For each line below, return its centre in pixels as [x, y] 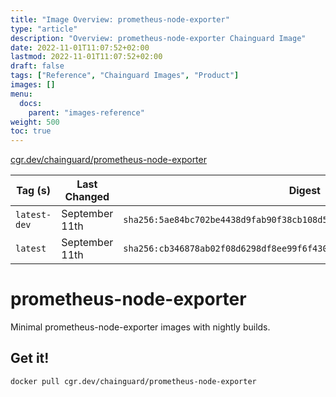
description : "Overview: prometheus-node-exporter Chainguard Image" [158, 38]
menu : [21, 94]
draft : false [37, 66]
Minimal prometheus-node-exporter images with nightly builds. [140, 327]
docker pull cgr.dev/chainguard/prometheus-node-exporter [133, 381]
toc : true [31, 131]
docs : [31, 103]
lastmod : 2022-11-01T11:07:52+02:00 [86, 57]
